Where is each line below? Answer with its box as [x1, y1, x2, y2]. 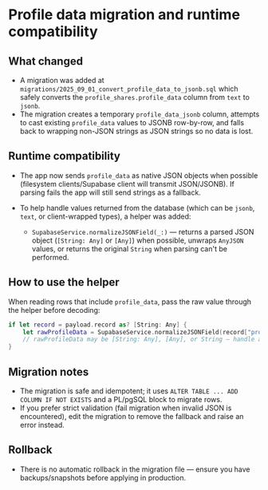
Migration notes [8, 365, 89, 378]
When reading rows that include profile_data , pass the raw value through [8, 297, 252, 306]
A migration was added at [19, 76, 105, 85]
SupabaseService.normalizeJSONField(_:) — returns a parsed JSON [31, 227, 254, 236]
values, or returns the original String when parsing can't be [31, 243, 227, 253]
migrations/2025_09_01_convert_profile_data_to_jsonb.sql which [19, 84, 238, 93]
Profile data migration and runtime [8, 6, 241, 24]
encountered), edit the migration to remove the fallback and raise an [19, 411, 244, 421]
